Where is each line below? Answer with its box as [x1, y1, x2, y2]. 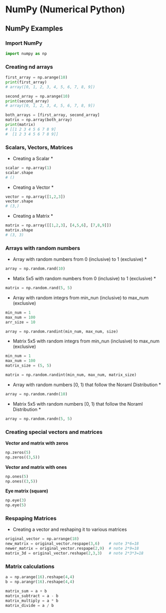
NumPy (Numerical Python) [5, 4, 125, 15]
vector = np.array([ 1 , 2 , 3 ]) [5, 194, 66, 199]
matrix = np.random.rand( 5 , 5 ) [5, 285, 72, 291]
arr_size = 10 [5, 319, 36, 324]
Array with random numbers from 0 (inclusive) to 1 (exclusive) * [12, 256, 147, 262]
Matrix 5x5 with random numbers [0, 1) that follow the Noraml [12, 400, 143, 407]
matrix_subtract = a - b [5, 593, 59, 599]
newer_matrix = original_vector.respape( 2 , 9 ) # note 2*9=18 [5, 546, 139, 551]
